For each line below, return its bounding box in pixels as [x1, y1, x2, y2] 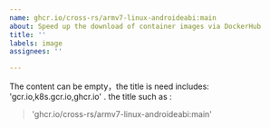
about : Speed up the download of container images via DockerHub [9, 22, 261, 31]
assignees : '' [9, 47, 63, 56]
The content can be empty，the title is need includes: [9, 81, 210, 92]
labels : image [9, 38, 63, 48]
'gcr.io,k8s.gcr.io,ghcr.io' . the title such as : [9, 92, 172, 103]
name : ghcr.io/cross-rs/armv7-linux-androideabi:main [9, 13, 217, 23]
